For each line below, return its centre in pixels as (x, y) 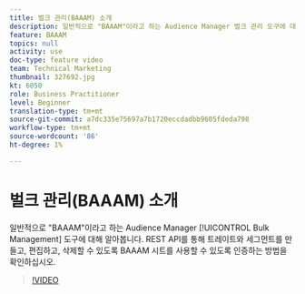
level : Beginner (40, 102)
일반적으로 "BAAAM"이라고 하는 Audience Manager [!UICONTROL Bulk (139, 228)
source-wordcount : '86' (54, 137)
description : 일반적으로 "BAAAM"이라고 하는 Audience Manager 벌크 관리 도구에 (148, 26)
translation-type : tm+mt (56, 111)
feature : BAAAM (38, 35)
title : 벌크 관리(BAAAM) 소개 (61, 18)
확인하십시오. (33, 261)
